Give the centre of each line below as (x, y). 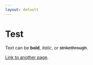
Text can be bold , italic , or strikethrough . (46, 48)
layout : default (22, 10)
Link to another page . (27, 57)
